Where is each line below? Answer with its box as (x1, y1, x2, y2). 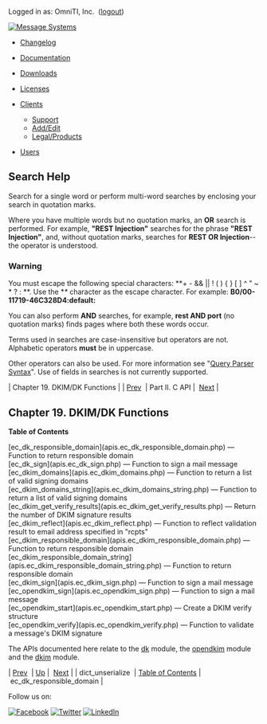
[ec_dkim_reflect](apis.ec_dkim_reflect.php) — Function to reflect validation (8, 518, 257, 528)
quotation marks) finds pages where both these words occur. (8, 319, 210, 329)
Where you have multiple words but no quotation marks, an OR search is (8, 215, 246, 225)
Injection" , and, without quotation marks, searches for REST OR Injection (8, 232, 249, 241)
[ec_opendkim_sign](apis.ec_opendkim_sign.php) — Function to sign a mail (8, 585, 255, 596)
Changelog (19, 37, 57, 47)
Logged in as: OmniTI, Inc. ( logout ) (8, 7, 125, 16)
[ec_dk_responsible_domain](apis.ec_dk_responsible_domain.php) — (8, 442, 235, 452)
